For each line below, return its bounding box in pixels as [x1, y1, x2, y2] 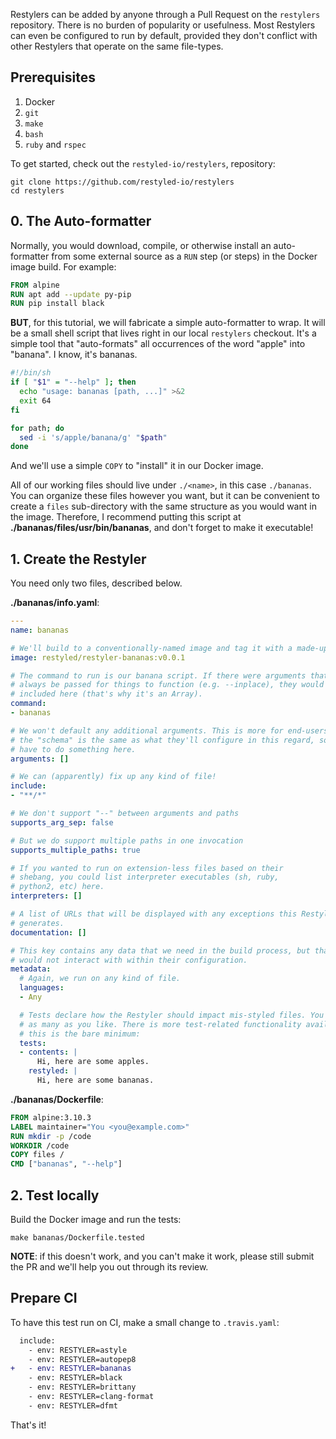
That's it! [10, 1419, 47, 1431]
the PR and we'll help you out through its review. [10, 1261, 209, 1273]
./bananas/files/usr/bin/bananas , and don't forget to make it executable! [10, 522, 314, 534]
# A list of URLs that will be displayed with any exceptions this [10, 909, 298, 919]
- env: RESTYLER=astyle [28, 1345, 128, 1355]
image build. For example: [10, 260, 117, 273]
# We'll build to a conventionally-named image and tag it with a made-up [10, 643, 329, 653]
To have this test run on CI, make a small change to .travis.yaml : [10, 1316, 280, 1328]
